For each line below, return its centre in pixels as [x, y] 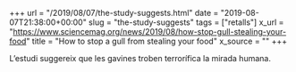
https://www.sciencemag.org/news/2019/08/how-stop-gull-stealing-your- [150, 32]
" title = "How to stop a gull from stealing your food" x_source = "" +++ [157, 41]
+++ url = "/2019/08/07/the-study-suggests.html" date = [114, 13]
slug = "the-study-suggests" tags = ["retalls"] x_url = [186, 22]
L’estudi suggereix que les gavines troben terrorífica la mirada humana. [140, 58]
